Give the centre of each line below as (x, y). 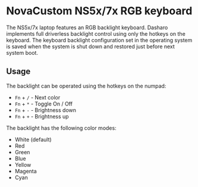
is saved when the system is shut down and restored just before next (91, 46)
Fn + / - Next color (37, 97)
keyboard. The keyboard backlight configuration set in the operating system (99, 40)
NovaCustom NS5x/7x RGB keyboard (99, 11)
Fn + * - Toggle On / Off (44, 104)
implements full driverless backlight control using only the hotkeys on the (96, 33)
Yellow (23, 164)
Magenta (26, 171)
